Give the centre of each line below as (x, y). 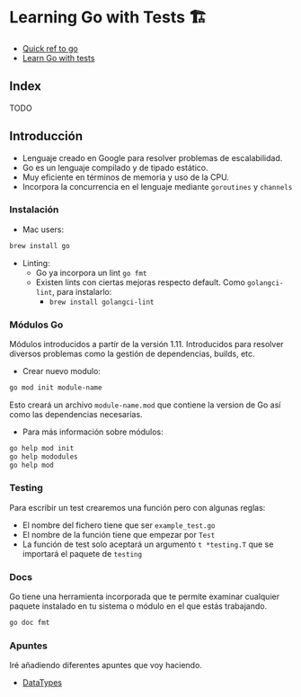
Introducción (46, 136)
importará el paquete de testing (82, 553)
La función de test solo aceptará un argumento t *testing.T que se (148, 544)
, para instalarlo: (82, 291)
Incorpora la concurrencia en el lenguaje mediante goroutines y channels (157, 186)
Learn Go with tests (58, 58)
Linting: (36, 263)
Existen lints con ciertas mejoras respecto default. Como (140, 282)
